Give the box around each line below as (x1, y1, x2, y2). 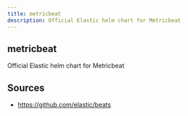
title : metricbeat (7, 10, 61, 18)
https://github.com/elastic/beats (17, 101, 111, 109)
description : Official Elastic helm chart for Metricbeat (7, 17, 181, 24)
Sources (7, 82, 45, 94)
